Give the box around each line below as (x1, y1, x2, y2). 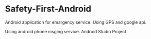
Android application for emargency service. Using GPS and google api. (5, 19, 147, 25)
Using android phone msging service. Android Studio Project (5, 28, 126, 34)
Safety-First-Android (5, 3, 91, 14)
